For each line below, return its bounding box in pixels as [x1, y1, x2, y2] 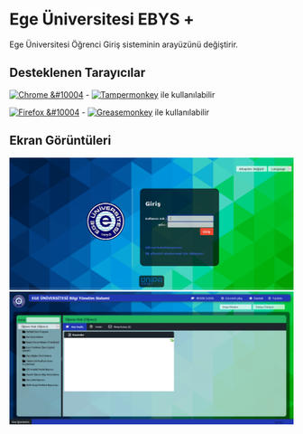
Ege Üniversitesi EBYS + [9, 9, 195, 30]
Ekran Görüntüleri [9, 133, 112, 148]
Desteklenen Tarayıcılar [9, 65, 146, 80]
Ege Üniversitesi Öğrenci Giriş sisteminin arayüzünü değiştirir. [9, 39, 239, 50]
